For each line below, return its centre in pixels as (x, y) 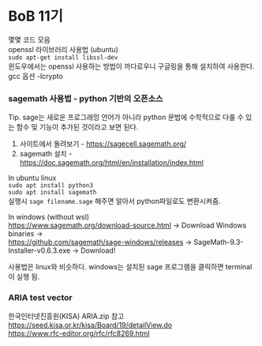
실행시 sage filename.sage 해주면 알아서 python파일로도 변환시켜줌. (114, 201)
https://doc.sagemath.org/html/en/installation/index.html (111, 163)
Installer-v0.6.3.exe (39, 250)
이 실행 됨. (24, 276)
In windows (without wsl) (49, 217)
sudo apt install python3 (51, 186)
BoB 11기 (36, 16)
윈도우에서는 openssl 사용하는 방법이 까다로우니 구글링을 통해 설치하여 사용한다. (131, 66)
